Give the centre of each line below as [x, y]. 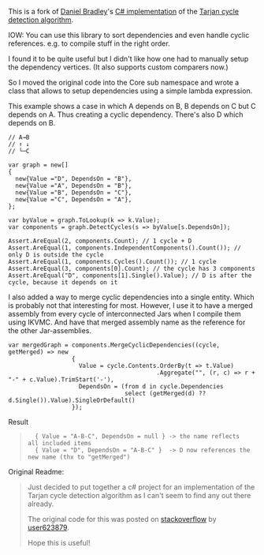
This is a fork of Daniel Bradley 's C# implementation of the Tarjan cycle [123, 11]
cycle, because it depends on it [63, 283]
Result [19, 422]
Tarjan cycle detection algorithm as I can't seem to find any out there [139, 495]
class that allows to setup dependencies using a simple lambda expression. [130, 91]
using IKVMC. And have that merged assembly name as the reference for [127, 322]
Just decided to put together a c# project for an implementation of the [141, 487]
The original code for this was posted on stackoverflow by [122, 519]
